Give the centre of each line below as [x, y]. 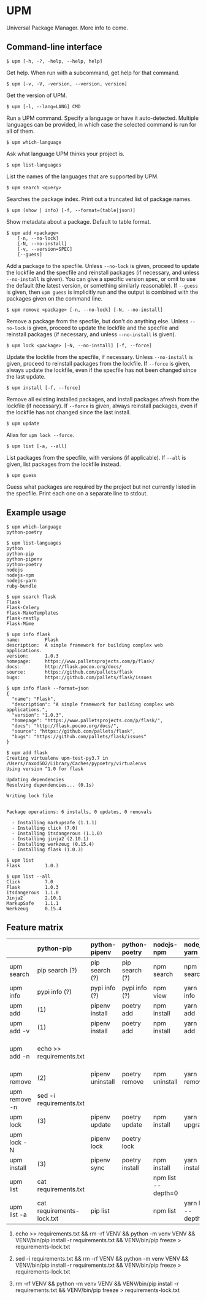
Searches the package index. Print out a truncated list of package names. [99, 199]
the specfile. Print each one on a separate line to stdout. [77, 493]
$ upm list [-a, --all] [37, 446]
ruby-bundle [21, 586]
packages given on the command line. [55, 298]
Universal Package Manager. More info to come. [67, 28]
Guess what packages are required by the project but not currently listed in [101, 487]
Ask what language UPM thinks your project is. [65, 154]
